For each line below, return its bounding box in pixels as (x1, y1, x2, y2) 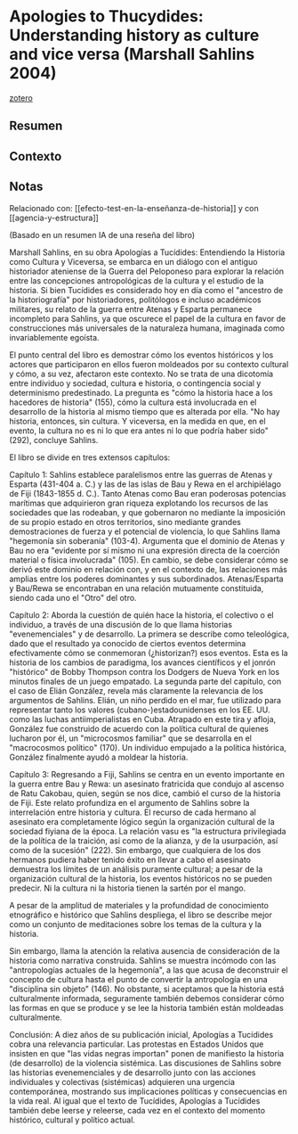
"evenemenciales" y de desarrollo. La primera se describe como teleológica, (9, 629, 290, 639)
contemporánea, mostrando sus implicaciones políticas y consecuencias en (9, 1086, 287, 1097)
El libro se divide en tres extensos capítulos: (9, 452, 171, 463)
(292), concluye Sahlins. (9, 434, 99, 445)
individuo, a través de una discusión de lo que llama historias (9, 619, 233, 629)
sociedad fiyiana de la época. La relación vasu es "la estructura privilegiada (9, 826, 286, 836)
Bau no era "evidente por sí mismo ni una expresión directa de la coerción (9, 545, 280, 555)
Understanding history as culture (9, 25, 260, 45)
